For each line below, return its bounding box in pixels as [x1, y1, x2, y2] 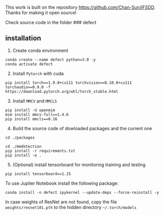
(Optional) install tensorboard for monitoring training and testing [12, 162, 146, 168]
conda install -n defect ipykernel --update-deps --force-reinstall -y [5, 190, 159, 195]
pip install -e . [5, 152, 42, 158]
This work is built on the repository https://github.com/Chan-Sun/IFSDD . [5, 5, 155, 10]
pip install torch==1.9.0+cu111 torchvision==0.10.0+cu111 [5, 80, 132, 85]
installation [5, 34, 41, 42]
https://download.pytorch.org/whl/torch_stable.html [5, 89, 119, 94]
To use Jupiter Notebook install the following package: [5, 180, 119, 186]
